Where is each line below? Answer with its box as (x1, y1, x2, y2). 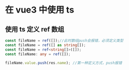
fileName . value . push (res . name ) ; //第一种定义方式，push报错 (5, 60, 122, 65)
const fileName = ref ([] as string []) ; (5, 42, 86, 47)
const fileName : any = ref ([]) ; (5, 52, 71, 56)
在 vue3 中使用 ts (5, 4, 74, 15)
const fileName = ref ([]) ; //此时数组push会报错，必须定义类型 (5, 38, 124, 43)
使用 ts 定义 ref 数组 (5, 25, 65, 33)
